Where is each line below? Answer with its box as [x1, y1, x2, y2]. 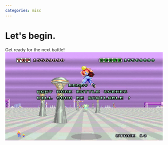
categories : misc [5, 8, 41, 13]
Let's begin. [5, 30, 56, 41]
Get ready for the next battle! [5, 46, 65, 52]
